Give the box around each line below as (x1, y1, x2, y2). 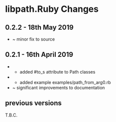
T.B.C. (5, 112, 18, 118)
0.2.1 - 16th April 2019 (5, 50, 74, 59)
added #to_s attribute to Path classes (19, 69, 95, 75)
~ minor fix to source (12, 36, 55, 42)
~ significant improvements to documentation (12, 84, 105, 90)
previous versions (5, 99, 62, 107)
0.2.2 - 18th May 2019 (5, 23, 74, 32)
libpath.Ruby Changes (5, 3, 99, 15)
